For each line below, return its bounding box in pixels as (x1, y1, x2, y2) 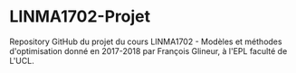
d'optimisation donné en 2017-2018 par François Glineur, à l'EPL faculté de (9, 45, 288, 56)
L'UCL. (9, 55, 34, 66)
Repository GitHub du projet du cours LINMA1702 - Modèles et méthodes (9, 36, 282, 47)
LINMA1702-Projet (9, 6, 151, 27)
